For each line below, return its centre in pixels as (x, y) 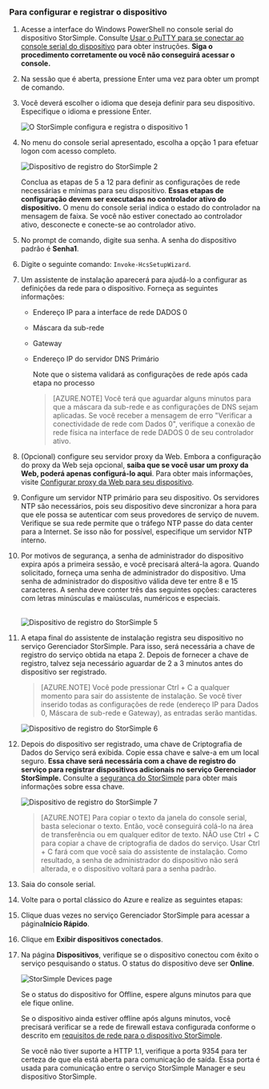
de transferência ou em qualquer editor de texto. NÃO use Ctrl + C (150, 835)
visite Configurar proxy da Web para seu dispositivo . (107, 482)
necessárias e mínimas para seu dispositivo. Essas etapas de (122, 191)
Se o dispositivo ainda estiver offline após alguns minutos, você (126, 1018)
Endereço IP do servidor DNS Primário (96, 359)
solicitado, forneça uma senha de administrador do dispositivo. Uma (133, 573)
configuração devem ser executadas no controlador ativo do (123, 200)
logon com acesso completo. (68, 151)
